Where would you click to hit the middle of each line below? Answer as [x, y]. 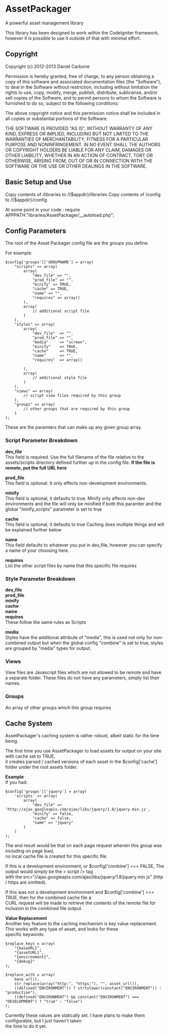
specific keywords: [25, 934]
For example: [19, 253]
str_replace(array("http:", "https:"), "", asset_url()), [77, 984]
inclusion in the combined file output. [44, 908]
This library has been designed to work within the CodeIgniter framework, [82, 33]
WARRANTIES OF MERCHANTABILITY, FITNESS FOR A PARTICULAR [77, 139]
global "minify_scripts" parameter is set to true [54, 509]
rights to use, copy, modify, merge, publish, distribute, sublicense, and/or [81, 92]
